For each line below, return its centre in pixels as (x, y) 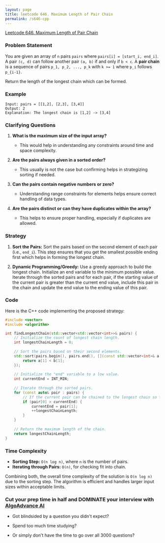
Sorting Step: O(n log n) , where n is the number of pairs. (70, 462)
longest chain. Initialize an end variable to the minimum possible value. (83, 272)
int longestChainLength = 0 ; (44, 342)
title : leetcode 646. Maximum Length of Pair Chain (59, 14)
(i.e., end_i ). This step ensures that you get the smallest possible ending (85, 252)
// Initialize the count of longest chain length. (67, 338)
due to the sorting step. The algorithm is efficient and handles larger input (80, 481)
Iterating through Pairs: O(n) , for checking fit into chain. (69, 466)
